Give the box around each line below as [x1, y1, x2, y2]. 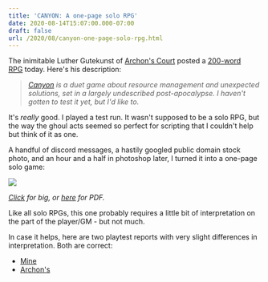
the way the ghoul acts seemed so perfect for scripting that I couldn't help [8, 121, 254, 131]
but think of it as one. [8, 130, 79, 139]
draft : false [8, 26, 52, 34]
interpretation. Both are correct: [8, 241, 113, 251]
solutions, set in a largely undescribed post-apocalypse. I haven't [27, 89, 246, 99]
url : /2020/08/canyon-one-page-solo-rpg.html [8, 34, 163, 42]
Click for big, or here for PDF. [8, 193, 105, 203]
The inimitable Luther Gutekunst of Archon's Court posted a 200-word [8, 56, 242, 66]
